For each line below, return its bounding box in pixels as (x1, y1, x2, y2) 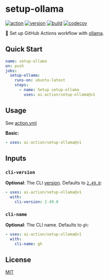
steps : (14, 83, 29, 88)
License (5, 255, 31, 265)
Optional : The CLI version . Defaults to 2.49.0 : (5, 180, 102, 186)
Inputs (5, 154, 27, 162)
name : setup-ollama (5, 59, 47, 64)
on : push (5, 63, 24, 68)
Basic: (5, 129, 19, 136)
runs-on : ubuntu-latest (14, 78, 66, 83)
